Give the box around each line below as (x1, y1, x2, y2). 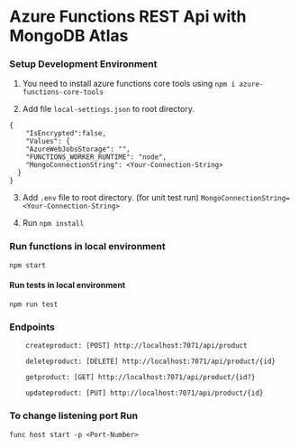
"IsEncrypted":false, (25, 129, 106, 138)
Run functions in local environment (9, 240, 166, 253)
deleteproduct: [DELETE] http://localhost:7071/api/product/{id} (25, 357, 276, 367)
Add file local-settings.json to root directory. (22, 104, 195, 115)
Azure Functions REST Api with (9, 6, 247, 27)
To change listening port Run (9, 409, 138, 422)
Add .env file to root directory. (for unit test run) (22, 192, 200, 203)
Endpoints (9, 321, 56, 333)
